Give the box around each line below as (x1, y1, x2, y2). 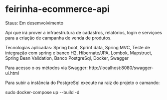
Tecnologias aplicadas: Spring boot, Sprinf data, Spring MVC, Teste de (5, 44, 151, 50)
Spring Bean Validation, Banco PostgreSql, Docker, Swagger (5, 55, 129, 61)
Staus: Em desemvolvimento (5, 20, 64, 26)
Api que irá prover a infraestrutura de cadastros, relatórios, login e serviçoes (5, 29, 163, 35)
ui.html (5, 70, 19, 76)
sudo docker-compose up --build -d (5, 89, 80, 95)
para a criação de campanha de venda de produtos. (5, 35, 112, 41)
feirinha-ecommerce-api (5, 3, 110, 15)
